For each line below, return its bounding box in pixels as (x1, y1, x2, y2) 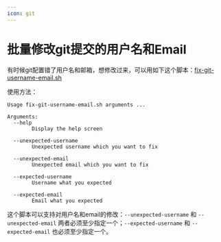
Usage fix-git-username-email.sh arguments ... (7, 101, 146, 108)
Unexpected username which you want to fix (32, 143, 158, 150)
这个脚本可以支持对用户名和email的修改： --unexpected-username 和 (7, 210, 197, 218)
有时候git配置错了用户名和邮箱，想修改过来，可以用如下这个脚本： (7, 66, 195, 74)
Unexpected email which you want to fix (32, 161, 149, 168)
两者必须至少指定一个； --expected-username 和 (58, 219, 191, 227)
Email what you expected (32, 197, 103, 204)
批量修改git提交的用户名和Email (7, 42, 187, 57)
